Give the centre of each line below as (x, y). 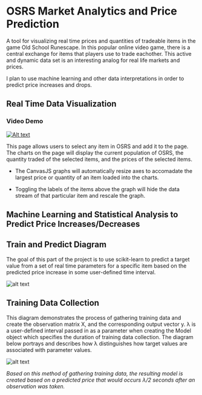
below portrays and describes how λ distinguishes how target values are (97, 343)
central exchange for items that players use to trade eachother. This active (99, 53)
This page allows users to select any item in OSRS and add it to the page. (97, 146)
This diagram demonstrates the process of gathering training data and (94, 317)
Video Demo (25, 121)
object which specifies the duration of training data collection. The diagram (100, 337)
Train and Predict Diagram (57, 245)
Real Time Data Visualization (61, 104)
